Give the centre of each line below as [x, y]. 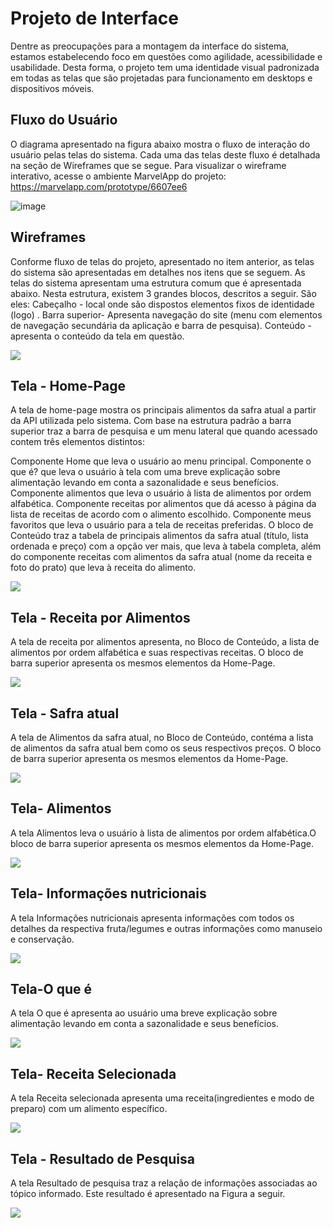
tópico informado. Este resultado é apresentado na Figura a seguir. [148, 1194]
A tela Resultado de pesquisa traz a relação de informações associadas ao [164, 1183]
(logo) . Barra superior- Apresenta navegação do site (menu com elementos [166, 314]
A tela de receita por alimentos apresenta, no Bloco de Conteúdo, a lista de [165, 642]
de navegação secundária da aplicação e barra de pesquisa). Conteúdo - [161, 325]
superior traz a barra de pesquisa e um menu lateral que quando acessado [164, 431]
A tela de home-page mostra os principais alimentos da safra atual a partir [163, 410]
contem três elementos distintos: [78, 442]
